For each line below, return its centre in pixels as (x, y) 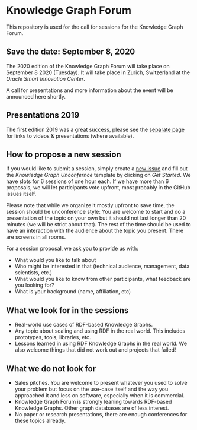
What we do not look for (51, 369)
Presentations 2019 (43, 116)
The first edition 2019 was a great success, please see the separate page (96, 129)
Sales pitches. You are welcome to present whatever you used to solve (101, 383)
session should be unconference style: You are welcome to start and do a (96, 212)
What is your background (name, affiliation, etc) (73, 292)
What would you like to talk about (55, 260)
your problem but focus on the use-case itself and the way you (91, 389)
